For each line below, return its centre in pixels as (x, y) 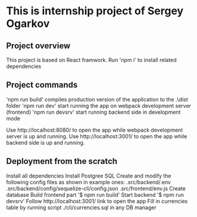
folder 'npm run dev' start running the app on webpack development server (99, 106)
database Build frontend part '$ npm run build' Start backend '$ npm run (95, 194)
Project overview (38, 46)
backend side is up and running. (46, 142)
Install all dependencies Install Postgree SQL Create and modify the (89, 176)
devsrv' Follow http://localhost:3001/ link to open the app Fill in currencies (97, 201)
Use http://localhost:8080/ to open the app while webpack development (95, 130)
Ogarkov (28, 24)
